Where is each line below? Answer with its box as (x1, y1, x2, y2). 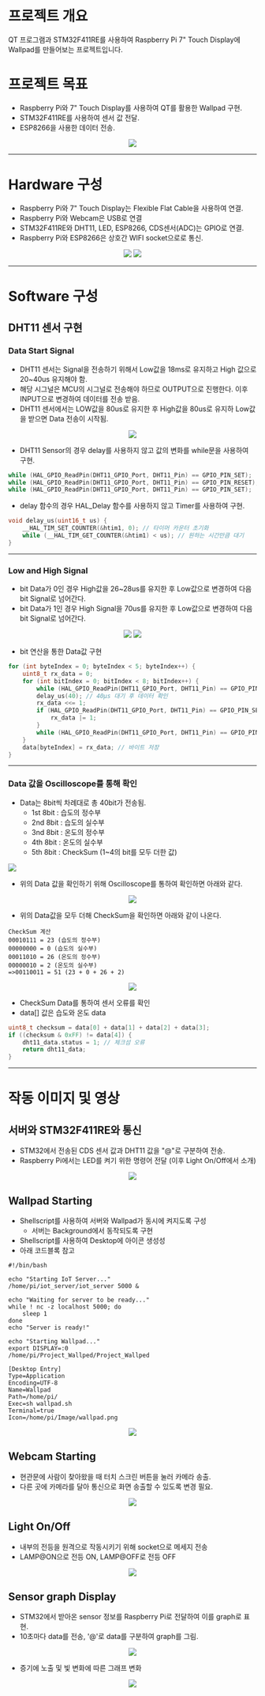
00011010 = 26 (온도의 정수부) (8, 953, 101, 961)
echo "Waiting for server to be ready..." (8, 1296, 150, 1304)
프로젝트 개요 (8, 7, 88, 25)
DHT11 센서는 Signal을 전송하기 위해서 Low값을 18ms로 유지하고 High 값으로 (19, 365, 257, 374)
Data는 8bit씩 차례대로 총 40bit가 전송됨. (19, 798, 147, 807)
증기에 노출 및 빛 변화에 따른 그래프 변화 (19, 1664, 142, 1673)
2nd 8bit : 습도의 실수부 (31, 818, 105, 827)
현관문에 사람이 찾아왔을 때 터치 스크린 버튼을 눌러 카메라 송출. (19, 1471, 211, 1481)
